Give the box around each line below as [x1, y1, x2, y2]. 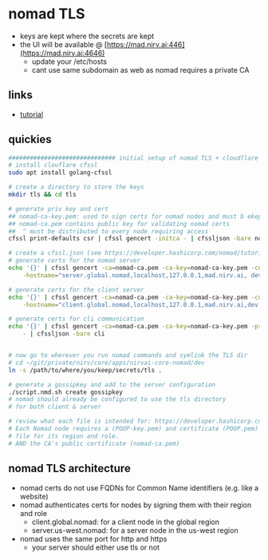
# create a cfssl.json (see [8, 249, 102, 257]
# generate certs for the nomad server [8, 256, 141, 264]
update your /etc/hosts [31, 57, 108, 66]
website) [19, 491, 49, 501]
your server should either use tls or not [31, 542, 160, 552]
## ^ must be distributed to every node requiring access [8, 227, 209, 236]
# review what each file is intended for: [8, 417, 152, 426]
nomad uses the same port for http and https [19, 534, 167, 543]
